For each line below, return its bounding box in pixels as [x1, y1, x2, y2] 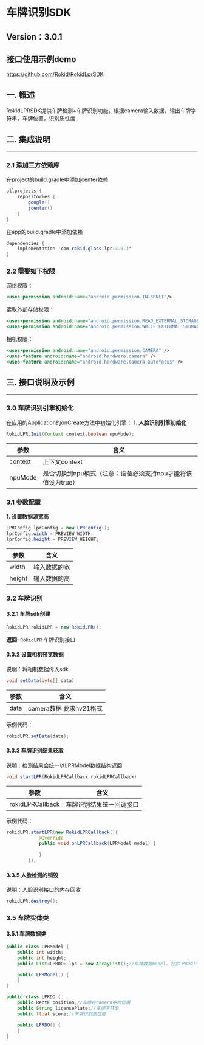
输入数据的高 [33, 574, 70, 582]
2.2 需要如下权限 [6, 267, 56, 275]
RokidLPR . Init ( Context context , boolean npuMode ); [6, 431, 135, 437]
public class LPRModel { [6, 943, 69, 950]
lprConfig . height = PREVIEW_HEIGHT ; [6, 536, 99, 542]
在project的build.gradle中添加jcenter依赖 [6, 176, 108, 183]
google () [28, 199, 50, 205]
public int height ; [17, 955, 67, 961]
